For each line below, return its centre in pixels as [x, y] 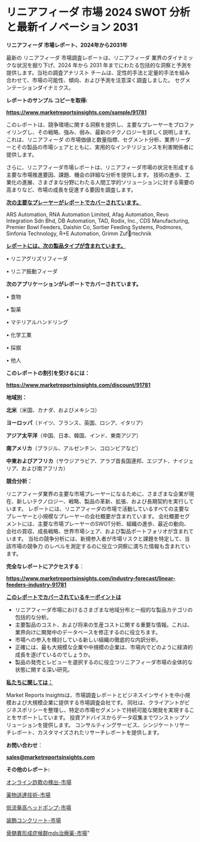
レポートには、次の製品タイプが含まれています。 [66, 245]
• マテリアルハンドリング [37, 322]
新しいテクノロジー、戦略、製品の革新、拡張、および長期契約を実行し [103, 501]
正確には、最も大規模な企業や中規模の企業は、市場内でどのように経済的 [104, 647]
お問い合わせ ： [24, 745]
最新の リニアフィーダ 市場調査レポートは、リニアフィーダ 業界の [87, 57]
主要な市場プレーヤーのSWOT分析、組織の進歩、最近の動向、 [113, 524]
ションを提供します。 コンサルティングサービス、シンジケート [98, 725]
